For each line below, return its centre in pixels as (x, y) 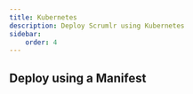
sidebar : (25, 34)
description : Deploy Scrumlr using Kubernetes (97, 26)
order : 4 (41, 42)
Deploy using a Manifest (78, 78)
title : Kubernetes (43, 17)
